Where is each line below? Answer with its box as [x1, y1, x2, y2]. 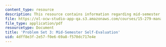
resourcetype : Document [5, 25, 54, 30]
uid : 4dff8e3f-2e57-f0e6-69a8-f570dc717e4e [5, 35, 96, 40]
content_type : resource [5, 7, 54, 12]
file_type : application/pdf [5, 21, 63, 26]
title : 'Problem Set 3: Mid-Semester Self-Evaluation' [5, 30, 121, 35]
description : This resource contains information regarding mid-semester [5, 12, 161, 17]
